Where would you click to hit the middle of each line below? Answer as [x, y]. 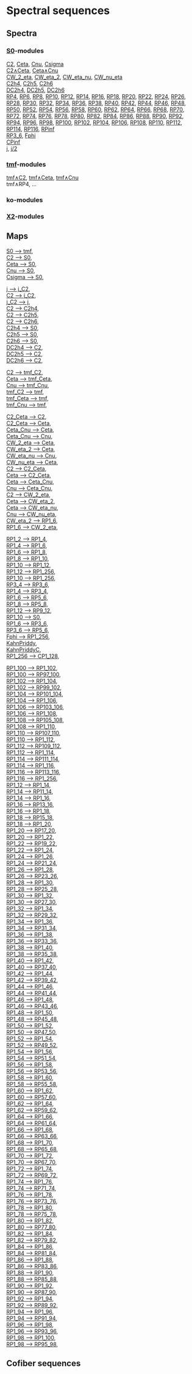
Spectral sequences [58, 11]
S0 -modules [25, 51]
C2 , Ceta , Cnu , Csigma [35, 64]
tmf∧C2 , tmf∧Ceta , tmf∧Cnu [43, 177]
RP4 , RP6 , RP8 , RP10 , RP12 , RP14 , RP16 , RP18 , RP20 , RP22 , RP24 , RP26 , [96, 96]
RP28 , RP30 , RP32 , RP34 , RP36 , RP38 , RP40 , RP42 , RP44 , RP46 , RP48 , [96, 103]
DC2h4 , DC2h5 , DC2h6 [36, 90]
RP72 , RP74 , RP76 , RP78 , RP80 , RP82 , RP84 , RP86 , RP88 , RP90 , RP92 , [95, 116]
